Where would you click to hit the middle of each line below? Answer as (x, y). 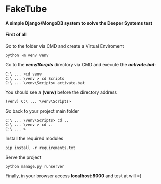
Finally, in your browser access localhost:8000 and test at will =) (73, 176)
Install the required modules (34, 138)
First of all (16, 35)
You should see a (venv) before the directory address (61, 92)
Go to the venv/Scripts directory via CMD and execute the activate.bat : (80, 64)
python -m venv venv (27, 55)
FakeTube (26, 9)
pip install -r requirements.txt (41, 148)
